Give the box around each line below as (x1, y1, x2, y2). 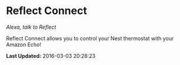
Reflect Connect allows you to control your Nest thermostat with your (6, 35, 174, 42)
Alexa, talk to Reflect (6, 23, 56, 30)
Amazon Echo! (6, 41, 42, 48)
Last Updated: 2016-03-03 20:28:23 (6, 52, 96, 59)
